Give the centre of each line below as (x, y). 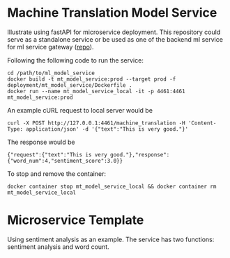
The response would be (41, 142)
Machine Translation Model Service (112, 13)
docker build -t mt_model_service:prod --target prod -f (92, 79)
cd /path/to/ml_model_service (51, 73)
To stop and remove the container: (57, 174)
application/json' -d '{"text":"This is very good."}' (107, 129)
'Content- (202, 123)
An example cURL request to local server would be (80, 110)
